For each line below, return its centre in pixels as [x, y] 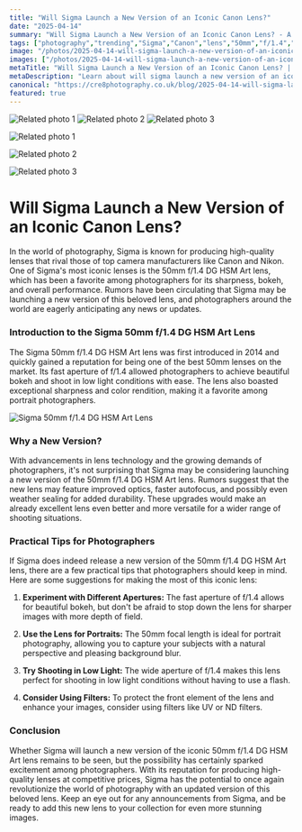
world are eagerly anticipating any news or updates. [106, 309]
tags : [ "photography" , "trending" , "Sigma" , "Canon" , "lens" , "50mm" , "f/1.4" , [151, 43]
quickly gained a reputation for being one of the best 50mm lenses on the [146, 361]
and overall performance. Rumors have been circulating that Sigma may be [148, 290]
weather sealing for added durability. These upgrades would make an [138, 499]
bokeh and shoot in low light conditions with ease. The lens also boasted [144, 380]
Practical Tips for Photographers [82, 541]
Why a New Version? [56, 441]
